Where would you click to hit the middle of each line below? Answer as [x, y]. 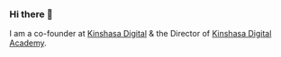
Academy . [28, 43]
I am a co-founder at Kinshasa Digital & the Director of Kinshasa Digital [140, 34]
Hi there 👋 [32, 14]
